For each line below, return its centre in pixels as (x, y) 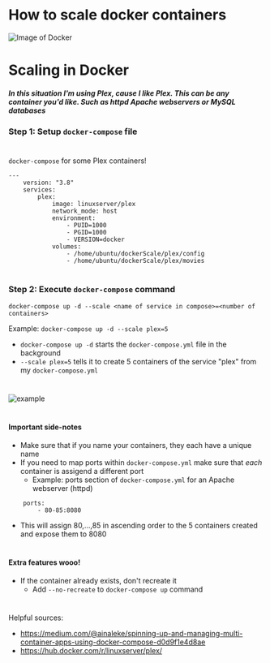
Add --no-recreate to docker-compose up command (118, 589)
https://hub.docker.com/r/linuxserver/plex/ (91, 650)
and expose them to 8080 (63, 534)
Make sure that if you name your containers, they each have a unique (136, 445)
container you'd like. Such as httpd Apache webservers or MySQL (122, 101)
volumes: (66, 247)
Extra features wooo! (45, 562)
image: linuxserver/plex (94, 204)
